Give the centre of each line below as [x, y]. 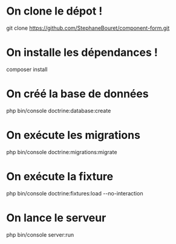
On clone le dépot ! [54, 11]
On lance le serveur [56, 218]
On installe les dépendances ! [82, 53]
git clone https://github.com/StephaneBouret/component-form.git [88, 28]
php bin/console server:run [40, 234]
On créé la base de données [78, 94]
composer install [27, 69]
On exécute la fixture [60, 176]
